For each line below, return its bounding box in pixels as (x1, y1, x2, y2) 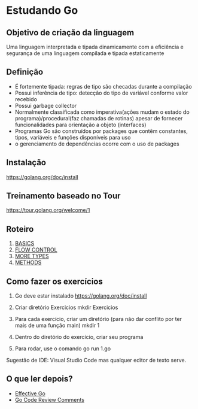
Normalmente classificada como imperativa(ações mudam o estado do (14, 108, 190, 116)
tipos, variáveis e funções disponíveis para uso (14, 134, 131, 141)
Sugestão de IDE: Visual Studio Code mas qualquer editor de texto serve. (6, 357, 187, 364)
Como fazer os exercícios (6, 276, 103, 286)
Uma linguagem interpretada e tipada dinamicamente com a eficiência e (6, 43, 184, 50)
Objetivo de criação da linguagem (6, 28, 135, 38)
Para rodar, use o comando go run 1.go (14, 345, 111, 352)
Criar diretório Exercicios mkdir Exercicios (14, 304, 118, 311)
